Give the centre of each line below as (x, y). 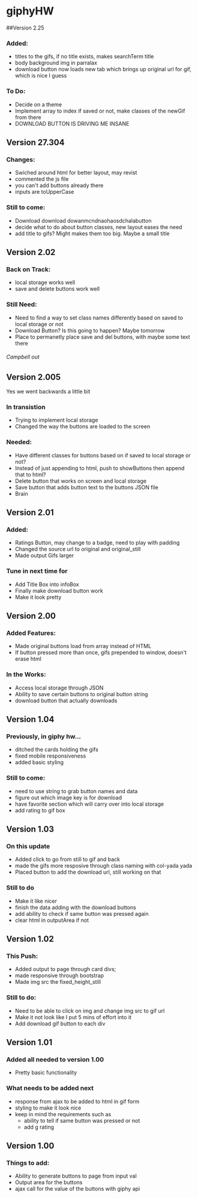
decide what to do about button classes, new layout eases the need (98, 227)
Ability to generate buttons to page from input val (76, 1176)
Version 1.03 (30, 829)
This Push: (22, 956)
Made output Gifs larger (44, 555)
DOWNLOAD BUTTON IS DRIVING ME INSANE (72, 123)
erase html (28, 659)
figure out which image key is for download (68, 797)
